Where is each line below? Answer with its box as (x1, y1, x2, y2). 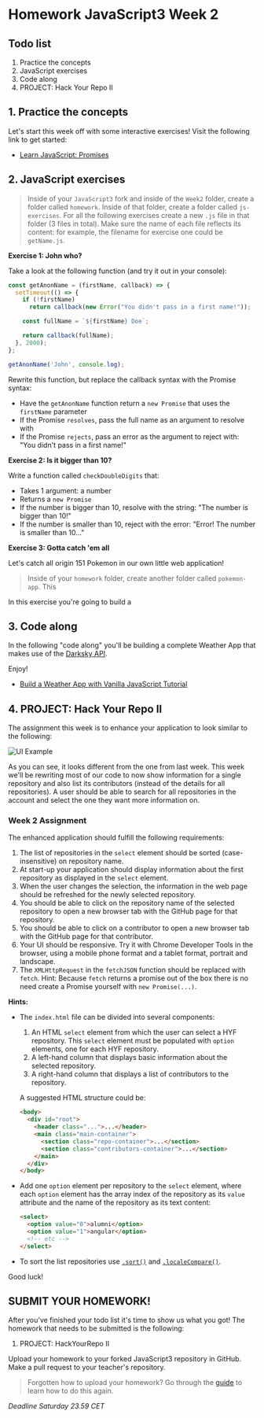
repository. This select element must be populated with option (31, 1036, 234, 1046)
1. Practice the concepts (8, 105, 129, 119)
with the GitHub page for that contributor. (19, 932, 154, 941)
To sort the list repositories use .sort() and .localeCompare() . (19, 1257, 222, 1266)
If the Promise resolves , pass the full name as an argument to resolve (19, 415, 245, 424)
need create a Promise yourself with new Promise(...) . (19, 982, 197, 991)
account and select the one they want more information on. (8, 796, 200, 805)
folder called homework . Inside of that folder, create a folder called (27, 202, 238, 212)
